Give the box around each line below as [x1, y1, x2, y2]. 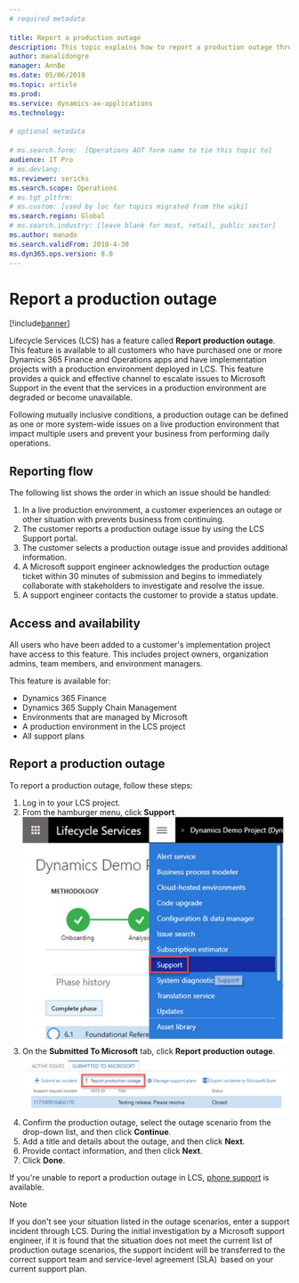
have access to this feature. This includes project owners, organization [9, 649, 269, 659]
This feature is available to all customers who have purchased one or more [9, 345, 283, 355]
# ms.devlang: [9, 165, 62, 174]
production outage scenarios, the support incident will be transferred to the [9, 1245, 286, 1255]
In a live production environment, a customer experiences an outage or [21, 504, 283, 516]
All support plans [21, 731, 85, 741]
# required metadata [9, 14, 86, 23]
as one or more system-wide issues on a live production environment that [9, 419, 279, 429]
